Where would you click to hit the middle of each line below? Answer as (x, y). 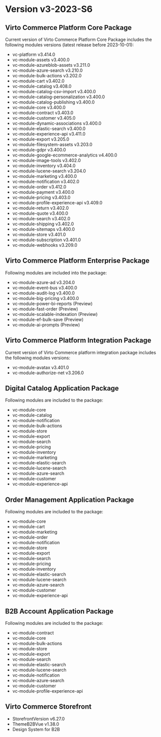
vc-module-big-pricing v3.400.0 (45, 298)
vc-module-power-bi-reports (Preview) (52, 303)
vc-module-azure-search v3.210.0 (47, 70)
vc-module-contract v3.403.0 (43, 113)
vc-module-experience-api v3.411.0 (49, 134)
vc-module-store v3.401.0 (39, 234)
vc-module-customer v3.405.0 (44, 118)
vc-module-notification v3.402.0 (46, 181)
